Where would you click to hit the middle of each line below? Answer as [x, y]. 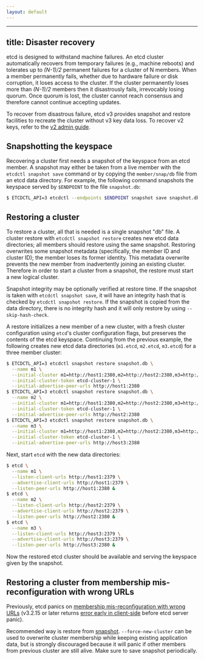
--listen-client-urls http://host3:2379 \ [66, 534]
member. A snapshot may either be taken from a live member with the [93, 168]
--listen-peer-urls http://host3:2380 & [63, 545]
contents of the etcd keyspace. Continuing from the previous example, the [99, 339]
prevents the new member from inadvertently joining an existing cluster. [96, 264]
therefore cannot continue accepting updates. [64, 102]
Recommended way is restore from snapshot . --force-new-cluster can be [99, 631]
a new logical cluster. [33, 277]
